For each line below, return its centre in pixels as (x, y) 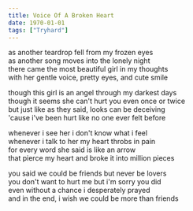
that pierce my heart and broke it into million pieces (91, 158)
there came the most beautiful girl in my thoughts (88, 69)
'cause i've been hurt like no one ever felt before (87, 118)
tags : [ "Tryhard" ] (38, 30)
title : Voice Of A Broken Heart (61, 15)
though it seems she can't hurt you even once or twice (97, 101)
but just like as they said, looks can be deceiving (87, 109)
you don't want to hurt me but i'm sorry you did (85, 182)
